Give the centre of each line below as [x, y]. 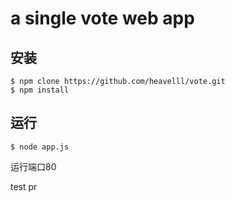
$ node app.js [40, 147]
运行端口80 [33, 166]
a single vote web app [102, 18]
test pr [24, 186]
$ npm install [40, 90]
